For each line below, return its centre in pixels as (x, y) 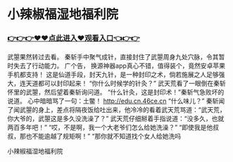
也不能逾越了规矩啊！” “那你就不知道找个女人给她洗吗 (103, 136)
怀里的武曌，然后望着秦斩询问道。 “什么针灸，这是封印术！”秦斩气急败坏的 (116, 92)
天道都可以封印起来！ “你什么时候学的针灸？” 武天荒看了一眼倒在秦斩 (126, 83)
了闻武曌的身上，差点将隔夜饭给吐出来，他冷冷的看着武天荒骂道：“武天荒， (117, 110)
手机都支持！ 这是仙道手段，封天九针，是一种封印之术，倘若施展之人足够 (113, 75)
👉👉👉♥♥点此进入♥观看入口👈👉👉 (74, 38)
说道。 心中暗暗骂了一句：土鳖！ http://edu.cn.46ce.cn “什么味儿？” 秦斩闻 (116, 101)
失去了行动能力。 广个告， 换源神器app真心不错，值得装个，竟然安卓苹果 (119, 66)
